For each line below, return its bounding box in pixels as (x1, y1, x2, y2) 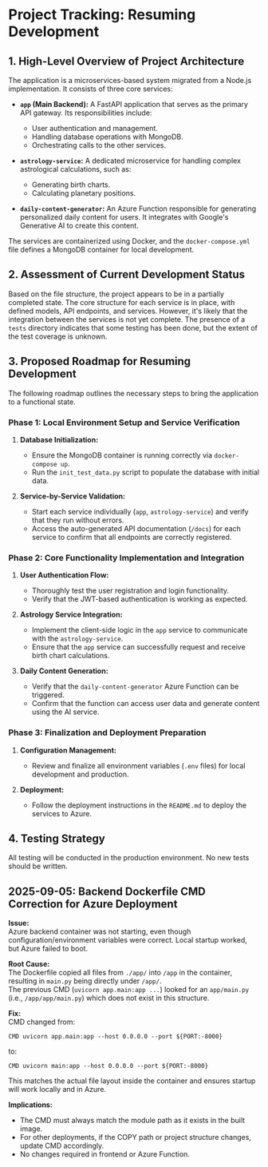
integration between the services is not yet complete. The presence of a (8, 314, 246, 324)
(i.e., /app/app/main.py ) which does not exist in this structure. (8, 993, 210, 1003)
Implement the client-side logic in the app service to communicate (31, 625, 248, 635)
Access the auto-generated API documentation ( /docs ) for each (31, 523, 242, 533)
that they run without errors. (31, 515, 124, 525)
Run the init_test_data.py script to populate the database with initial (31, 467, 260, 477)
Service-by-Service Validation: (19, 491, 126, 501)
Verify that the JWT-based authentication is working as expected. (31, 594, 248, 604)
